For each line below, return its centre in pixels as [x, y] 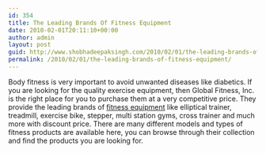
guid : [17, 52]
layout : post [30, 45]
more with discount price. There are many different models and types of [125, 124]
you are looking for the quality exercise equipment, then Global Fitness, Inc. [131, 90]
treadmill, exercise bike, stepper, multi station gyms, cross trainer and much [132, 115]
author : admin [32, 37]
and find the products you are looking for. [76, 140]
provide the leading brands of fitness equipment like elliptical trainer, [120, 106]
